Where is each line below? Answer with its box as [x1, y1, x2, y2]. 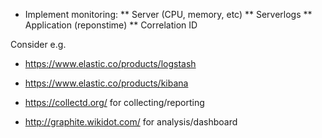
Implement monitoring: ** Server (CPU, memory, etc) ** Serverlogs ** [24, 9, 313, 20]
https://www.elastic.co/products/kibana [24, 77, 189, 89]
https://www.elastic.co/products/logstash [24, 58, 197, 69]
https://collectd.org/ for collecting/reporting [24, 97, 205, 108]
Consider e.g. [10, 39, 67, 50]
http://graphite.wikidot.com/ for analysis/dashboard [24, 116, 238, 128]
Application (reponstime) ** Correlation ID [24, 19, 198, 31]
